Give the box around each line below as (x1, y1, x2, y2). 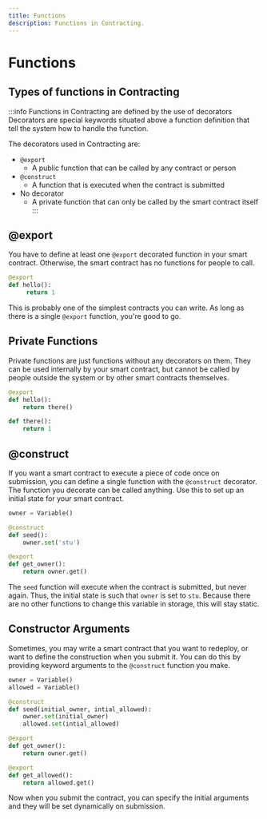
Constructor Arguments (8, 622, 130, 636)
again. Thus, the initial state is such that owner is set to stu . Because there (8, 590, 251, 600)
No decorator (19, 189, 65, 198)
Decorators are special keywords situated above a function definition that (8, 115, 250, 125)
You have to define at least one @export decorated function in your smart (8, 249, 248, 260)
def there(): (8, 417, 52, 426)
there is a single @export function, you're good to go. (8, 311, 181, 320)
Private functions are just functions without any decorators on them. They (8, 356, 252, 365)
